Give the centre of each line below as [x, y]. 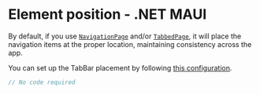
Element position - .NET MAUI [108, 14]
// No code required [42, 82]
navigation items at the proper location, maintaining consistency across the [130, 44]
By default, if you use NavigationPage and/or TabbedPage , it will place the [125, 36]
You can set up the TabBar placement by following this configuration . [120, 67]
